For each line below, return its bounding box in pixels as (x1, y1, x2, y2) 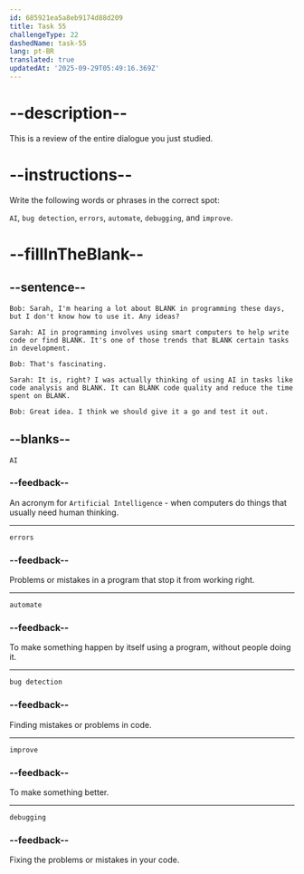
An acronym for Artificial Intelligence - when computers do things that (9, 497, 288, 508)
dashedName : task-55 (9, 38, 88, 48)
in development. (9, 344, 71, 353)
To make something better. (9, 787, 109, 798)
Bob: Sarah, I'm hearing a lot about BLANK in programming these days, (9, 304, 285, 313)
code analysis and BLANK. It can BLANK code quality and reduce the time (9, 383, 294, 393)
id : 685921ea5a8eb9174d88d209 (9, 13, 124, 23)
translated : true (9, 55, 75, 64)
